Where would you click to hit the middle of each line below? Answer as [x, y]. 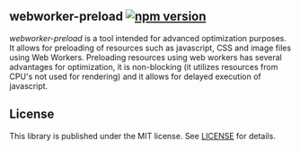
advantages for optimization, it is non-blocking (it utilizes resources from [144, 66]
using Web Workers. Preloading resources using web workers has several [146, 57]
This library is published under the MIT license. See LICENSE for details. [142, 136]
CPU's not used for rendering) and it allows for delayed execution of [136, 76]
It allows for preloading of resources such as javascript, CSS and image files [150, 48]
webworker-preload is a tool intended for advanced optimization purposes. [148, 38]
